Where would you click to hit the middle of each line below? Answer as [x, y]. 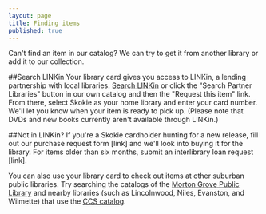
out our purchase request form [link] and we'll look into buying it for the [126, 144]
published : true [35, 30]
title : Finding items [44, 23]
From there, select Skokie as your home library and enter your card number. [133, 103]
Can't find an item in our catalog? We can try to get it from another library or [133, 53]
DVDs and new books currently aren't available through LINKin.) [113, 120]
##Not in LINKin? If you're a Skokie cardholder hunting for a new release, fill [133, 135]
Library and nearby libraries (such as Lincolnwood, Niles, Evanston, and [127, 193]
